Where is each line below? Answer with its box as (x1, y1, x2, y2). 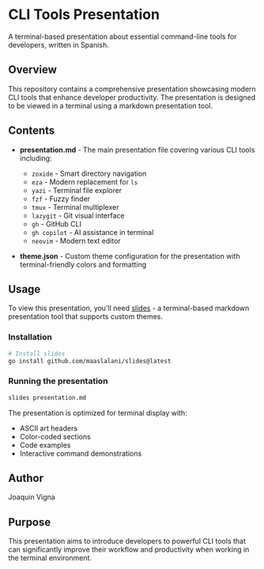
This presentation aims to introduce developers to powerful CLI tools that (8, 537, 247, 546)
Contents (8, 124, 55, 138)
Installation (8, 332, 53, 343)
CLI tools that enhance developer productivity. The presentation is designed (8, 93, 255, 102)
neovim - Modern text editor (31, 236, 121, 245)
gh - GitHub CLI (31, 219, 81, 229)
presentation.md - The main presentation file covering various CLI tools (19, 145, 255, 154)
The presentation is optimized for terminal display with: (8, 408, 187, 417)
